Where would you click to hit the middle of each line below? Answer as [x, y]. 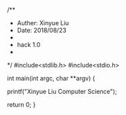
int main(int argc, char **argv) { [51, 78]
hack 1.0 [29, 45]
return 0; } [21, 104]
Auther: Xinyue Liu [43, 23]
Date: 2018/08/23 [42, 30]
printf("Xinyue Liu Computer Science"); [62, 92]
